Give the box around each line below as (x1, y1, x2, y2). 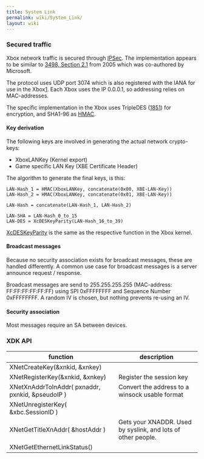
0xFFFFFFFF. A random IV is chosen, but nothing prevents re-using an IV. (6, 294, 190, 302)
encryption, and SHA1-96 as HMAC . (6, 110, 96, 118)
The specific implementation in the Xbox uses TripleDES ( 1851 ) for (6, 104, 172, 111)
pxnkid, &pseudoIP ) (9, 390, 67, 399)
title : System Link (6, 9, 56, 15)
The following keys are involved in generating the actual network (6, 138, 168, 145)
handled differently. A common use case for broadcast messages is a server (6, 263, 197, 270)
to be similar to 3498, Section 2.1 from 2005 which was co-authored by (6, 60, 184, 68)
